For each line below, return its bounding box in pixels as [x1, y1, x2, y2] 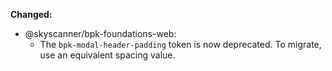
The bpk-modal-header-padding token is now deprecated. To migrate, [39, 39, 322, 50]
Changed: [10, 9, 53, 20]
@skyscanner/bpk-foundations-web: [24, 28, 177, 39]
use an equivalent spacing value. [39, 49, 176, 61]
